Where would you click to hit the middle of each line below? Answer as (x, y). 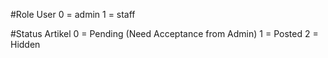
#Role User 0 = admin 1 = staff (73, 14)
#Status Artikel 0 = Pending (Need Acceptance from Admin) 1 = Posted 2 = (164, 33)
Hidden (25, 44)
